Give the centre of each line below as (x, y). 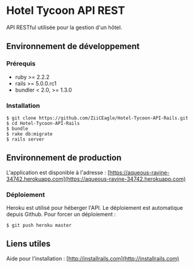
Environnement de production (64, 158)
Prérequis (21, 64)
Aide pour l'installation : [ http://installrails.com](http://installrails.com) (93, 258)
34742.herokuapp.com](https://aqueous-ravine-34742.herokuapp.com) (96, 179)
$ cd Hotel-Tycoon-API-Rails (43, 123)
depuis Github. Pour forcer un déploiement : (61, 214)
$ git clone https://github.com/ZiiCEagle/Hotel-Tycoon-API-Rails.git (97, 118)
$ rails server (25, 139)
